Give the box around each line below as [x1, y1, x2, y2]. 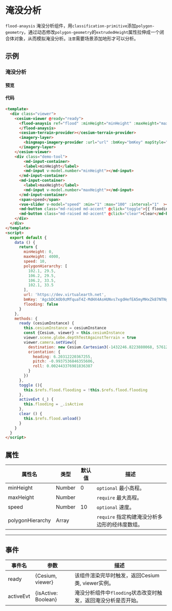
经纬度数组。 [112, 521, 143, 528]
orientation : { [28, 349, 60, 354]
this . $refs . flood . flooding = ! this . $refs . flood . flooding [24, 387, 148, 392]
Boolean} [35, 596, 57, 603]
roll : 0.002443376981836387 [32, 364, 93, 369]
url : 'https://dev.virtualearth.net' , [24, 292, 106, 298]
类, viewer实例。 [74, 579, 114, 586]
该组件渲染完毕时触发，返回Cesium [74, 572, 160, 579]
